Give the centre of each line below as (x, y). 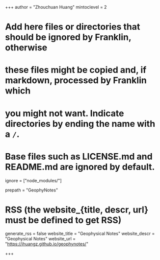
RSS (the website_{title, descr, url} (77, 210)
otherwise (26, 48)
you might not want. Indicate (65, 113)
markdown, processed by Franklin (76, 81)
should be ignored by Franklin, (68, 37)
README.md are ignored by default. (80, 167)
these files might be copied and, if (76, 70)
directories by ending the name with (80, 124)
